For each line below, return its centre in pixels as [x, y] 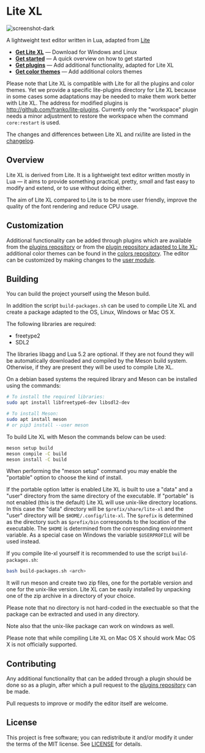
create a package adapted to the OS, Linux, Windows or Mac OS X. [91, 312]
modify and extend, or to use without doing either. [69, 187]
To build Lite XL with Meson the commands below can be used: [86, 437]
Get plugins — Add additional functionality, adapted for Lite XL [95, 65]
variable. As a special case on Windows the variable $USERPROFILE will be [98, 535]
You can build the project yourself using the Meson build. [78, 294]
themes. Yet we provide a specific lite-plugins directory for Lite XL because [101, 89]
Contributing [31, 664]
